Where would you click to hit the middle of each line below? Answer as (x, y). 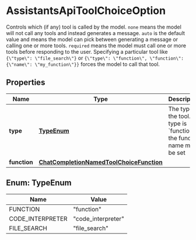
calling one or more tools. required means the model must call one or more (96, 46)
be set (177, 152)
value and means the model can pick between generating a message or (92, 39)
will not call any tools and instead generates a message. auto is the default (96, 33)
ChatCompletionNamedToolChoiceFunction (101, 162)
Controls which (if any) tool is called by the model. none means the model (94, 27)
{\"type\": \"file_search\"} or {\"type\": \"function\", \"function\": (95, 58)
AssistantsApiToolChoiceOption (86, 11)
